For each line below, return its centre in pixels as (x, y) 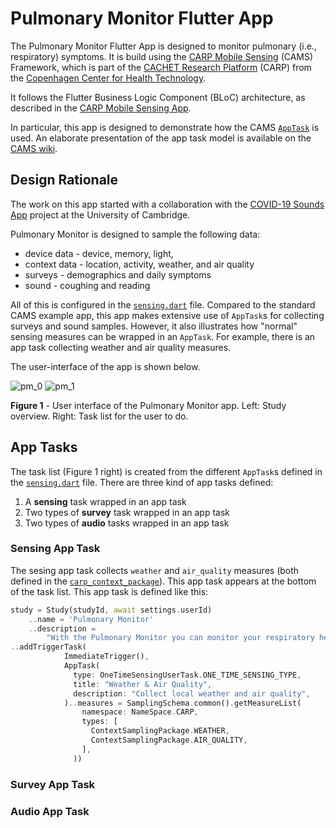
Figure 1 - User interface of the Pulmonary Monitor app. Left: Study (148, 405)
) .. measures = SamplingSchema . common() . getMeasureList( (182, 703)
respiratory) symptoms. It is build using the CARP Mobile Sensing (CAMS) (162, 56)
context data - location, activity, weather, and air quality (139, 264)
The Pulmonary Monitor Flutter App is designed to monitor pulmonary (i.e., (163, 46)
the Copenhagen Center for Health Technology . (108, 78)
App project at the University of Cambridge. (100, 214)
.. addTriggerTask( (48, 647)
